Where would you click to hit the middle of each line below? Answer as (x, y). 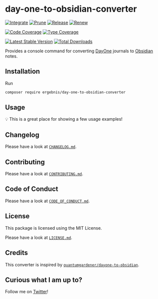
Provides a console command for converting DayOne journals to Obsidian (79, 51)
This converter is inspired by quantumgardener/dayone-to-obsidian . (72, 264)
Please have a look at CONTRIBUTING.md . (44, 174)
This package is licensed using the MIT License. (54, 228)
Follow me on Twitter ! (27, 292)
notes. (11, 56)
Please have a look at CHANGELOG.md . (41, 147)
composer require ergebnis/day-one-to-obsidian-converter (65, 92)
